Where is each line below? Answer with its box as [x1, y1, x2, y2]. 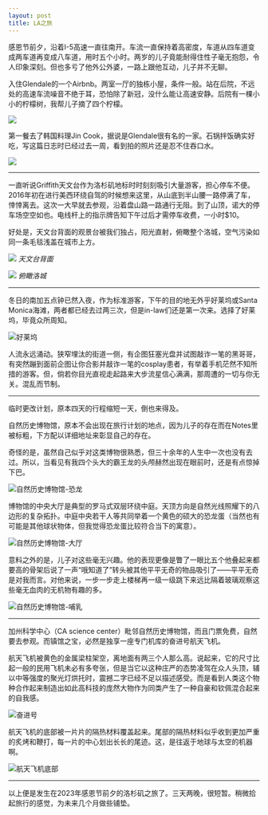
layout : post [8, 11, 52, 20]
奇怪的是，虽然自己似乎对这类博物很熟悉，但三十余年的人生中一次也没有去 [8, 447, 253, 457]
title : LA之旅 [8, 19, 53, 27]
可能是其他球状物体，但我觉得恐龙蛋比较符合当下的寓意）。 [8, 521, 201, 530]
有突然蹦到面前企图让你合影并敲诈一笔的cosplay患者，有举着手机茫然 [8, 359, 237, 368]
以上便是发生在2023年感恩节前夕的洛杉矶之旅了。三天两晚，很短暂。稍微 [8, 788, 250, 797]
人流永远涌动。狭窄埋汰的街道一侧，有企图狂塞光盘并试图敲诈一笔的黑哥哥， [8, 348, 260, 359]
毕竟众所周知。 [22, 315, 72, 325]
